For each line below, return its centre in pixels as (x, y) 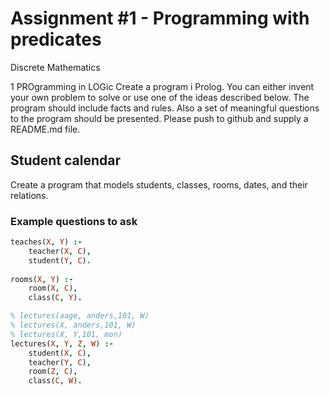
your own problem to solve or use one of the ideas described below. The (160, 97)
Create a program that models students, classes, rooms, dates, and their (159, 184)
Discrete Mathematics (55, 67)
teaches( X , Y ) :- (46, 242)
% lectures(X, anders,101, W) (73, 325)
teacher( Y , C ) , (60, 362)
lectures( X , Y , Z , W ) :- (62, 343)
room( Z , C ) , (53, 372)
